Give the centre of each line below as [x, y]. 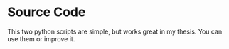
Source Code [47, 12]
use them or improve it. [41, 38]
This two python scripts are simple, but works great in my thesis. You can [115, 31]
